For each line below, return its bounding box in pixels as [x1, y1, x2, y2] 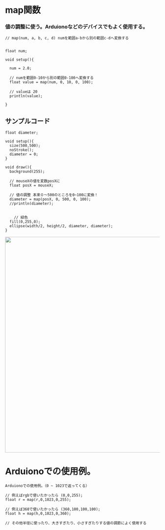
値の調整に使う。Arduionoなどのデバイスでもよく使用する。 [5, 23, 148, 30]
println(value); [9, 94, 43, 99]
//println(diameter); [9, 201, 54, 206]
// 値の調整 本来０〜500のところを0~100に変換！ [9, 193, 98, 198]
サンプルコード [5, 117, 50, 125]
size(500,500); [9, 143, 41, 148]
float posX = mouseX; [9, 183, 54, 188]
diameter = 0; [9, 152, 38, 157]
